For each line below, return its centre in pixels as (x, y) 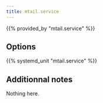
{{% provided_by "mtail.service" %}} (51, 28)
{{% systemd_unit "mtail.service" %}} (52, 61)
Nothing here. (23, 94)
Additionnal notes (39, 79)
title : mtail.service (33, 11)
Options (21, 47)
